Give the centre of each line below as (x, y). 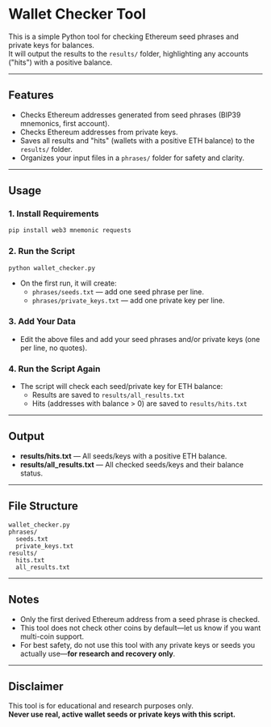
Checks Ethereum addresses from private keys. (99, 132)
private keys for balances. (52, 44)
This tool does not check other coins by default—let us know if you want (140, 628)
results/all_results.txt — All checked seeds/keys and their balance (132, 464)
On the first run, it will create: (68, 283)
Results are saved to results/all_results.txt (108, 395)
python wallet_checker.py (52, 268)
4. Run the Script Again (54, 369)
